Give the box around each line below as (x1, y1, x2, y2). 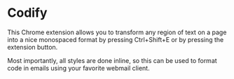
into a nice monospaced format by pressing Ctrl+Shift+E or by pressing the (7, 35, 224, 43)
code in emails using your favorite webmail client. (7, 64, 150, 72)
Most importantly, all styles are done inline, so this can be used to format (7, 56, 217, 64)
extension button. (7, 43, 58, 51)
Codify (7, 5, 48, 21)
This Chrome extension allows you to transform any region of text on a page (7, 28, 227, 36)
